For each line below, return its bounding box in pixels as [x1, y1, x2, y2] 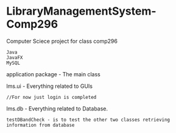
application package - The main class [6, 70, 100, 77]
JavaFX [6, 54, 23, 60]
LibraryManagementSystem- [6, 4, 157, 18]
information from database [6, 122, 75, 128]
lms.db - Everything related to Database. [6, 105, 108, 112]
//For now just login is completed [6, 94, 97, 100]
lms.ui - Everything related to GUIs [6, 82, 93, 90]
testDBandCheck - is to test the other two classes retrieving [6, 117, 171, 123]
